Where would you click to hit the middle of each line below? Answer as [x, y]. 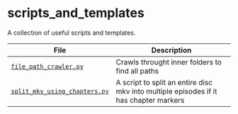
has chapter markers [150, 100]
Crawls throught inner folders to [169, 62]
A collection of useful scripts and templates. [72, 33]
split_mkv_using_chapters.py [60, 91]
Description [171, 50]
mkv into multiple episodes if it [166, 91]
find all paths [137, 71]
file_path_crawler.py [47, 66]
